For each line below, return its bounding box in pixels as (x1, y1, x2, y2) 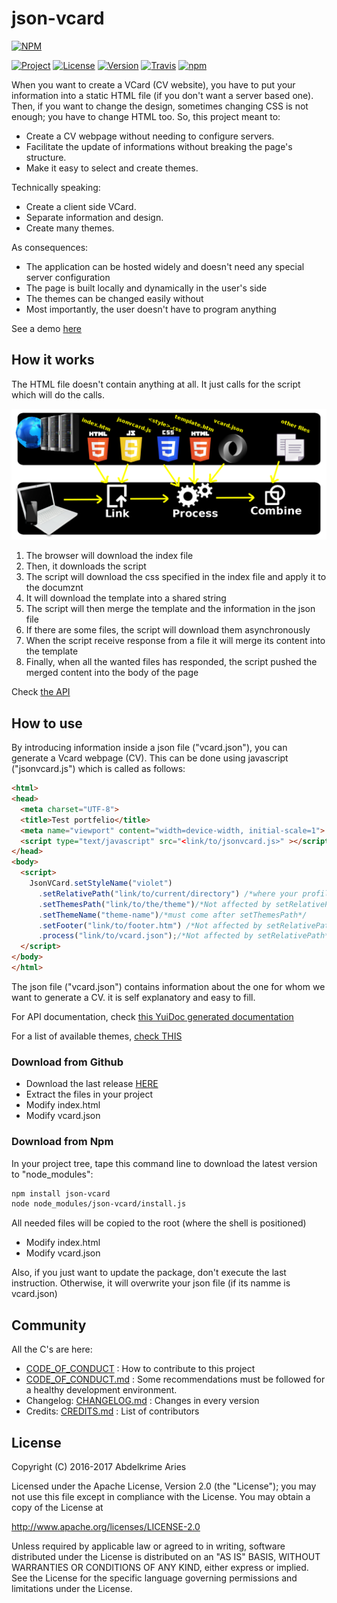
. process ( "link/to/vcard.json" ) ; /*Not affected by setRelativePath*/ (37, 931, 334, 941)
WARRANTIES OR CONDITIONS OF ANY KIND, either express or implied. (11, 1561, 309, 1573)
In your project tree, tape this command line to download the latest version (11, 1157, 318, 1169)
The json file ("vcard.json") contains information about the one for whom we (11, 980, 326, 992)
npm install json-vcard (11, 1188, 111, 1199)
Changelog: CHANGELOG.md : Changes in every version (25, 1395, 260, 1407)
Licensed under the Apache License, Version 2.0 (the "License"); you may (11, 1480, 317, 1492)
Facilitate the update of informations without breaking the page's (25, 140, 293, 152)
